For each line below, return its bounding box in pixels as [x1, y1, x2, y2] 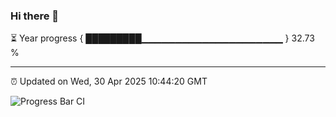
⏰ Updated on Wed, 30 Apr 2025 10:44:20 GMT [10, 75, 208, 88]
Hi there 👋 [10, 9, 60, 23]
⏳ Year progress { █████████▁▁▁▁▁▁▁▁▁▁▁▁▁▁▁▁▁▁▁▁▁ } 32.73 [10, 32, 315, 44]
